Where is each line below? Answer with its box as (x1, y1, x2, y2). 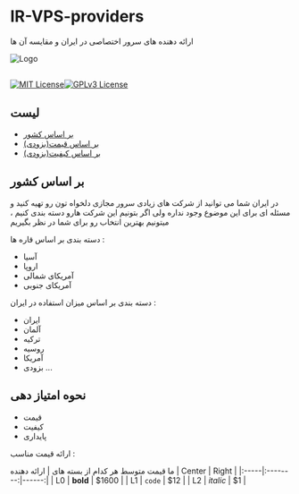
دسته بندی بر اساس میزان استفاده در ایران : (10, 297, 157, 308)
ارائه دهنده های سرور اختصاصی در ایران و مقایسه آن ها (10, 36, 195, 47)
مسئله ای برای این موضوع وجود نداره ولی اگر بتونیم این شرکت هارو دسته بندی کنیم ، (10, 207, 291, 217)
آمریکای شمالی (22, 270, 74, 281)
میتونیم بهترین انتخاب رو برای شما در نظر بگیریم (10, 217, 170, 227)
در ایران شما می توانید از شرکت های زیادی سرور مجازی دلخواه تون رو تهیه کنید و (10, 197, 279, 208)
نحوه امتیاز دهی (10, 388, 87, 404)
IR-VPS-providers (10, 6, 145, 27)
